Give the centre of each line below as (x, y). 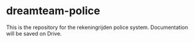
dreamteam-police (53, 11)
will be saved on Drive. (34, 33)
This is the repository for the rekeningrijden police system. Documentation (97, 27)
